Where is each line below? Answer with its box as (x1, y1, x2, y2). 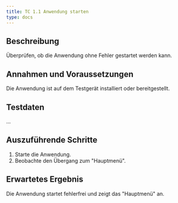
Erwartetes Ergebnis (6, 175, 84, 185)
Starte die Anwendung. (14, 151, 71, 158)
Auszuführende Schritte (6, 135, 98, 145)
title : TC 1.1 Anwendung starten (6, 8, 89, 15)
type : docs (6, 14, 33, 20)
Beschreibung (6, 36, 59, 46)
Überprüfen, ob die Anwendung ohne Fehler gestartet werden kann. (6, 52, 172, 59)
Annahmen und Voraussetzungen (6, 69, 133, 79)
